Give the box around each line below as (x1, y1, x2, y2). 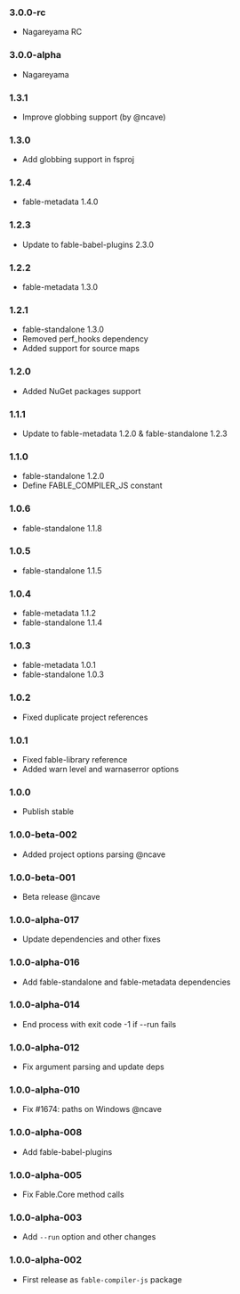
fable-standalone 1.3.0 (21, 324, 105, 335)
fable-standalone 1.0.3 (21, 669, 105, 680)
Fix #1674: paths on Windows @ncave (21, 1104, 163, 1115)
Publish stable (21, 806, 74, 817)
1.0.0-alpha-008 (9, 1126, 83, 1139)
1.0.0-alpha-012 (9, 1041, 80, 1053)
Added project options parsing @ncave (21, 849, 166, 860)
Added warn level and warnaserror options (21, 764, 180, 775)
